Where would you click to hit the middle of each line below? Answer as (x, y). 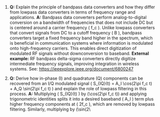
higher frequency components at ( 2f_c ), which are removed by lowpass (82, 104)
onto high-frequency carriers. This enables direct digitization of (73, 48)
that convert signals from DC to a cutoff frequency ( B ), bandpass (76, 33)
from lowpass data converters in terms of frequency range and (72, 12)
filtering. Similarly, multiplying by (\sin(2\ (50, 109)
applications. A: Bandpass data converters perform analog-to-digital (78, 17)
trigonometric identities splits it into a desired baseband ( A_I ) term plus (81, 99)
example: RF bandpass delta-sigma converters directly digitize (72, 58)
